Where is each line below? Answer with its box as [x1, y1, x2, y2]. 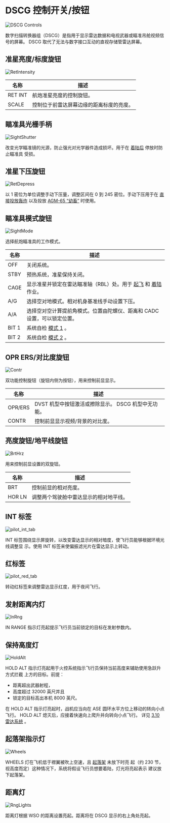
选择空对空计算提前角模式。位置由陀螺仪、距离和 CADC [26, 307, 159, 314]
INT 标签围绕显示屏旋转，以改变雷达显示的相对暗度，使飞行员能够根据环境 [5, 537, 160, 543]
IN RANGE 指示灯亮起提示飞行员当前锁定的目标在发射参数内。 [5, 624, 134, 631]
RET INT [8, 91, 28, 98]
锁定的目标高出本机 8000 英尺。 [12, 695, 80, 701]
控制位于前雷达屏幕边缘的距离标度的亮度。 [32, 101, 134, 108]
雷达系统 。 [5, 718, 29, 725]
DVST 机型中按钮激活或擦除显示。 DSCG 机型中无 [34, 400, 153, 407]
